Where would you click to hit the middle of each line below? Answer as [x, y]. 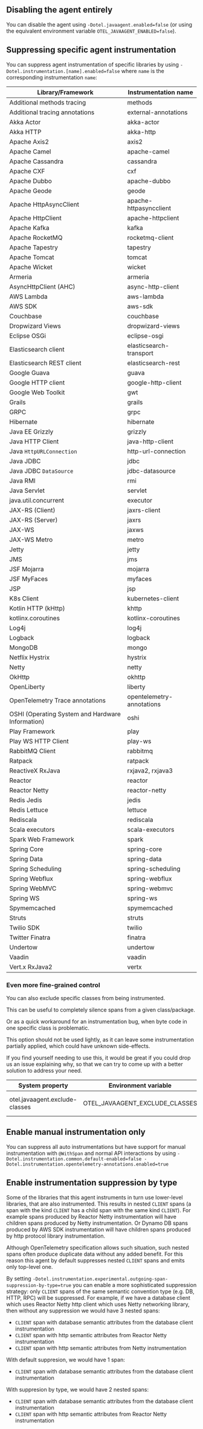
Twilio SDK [25, 928]
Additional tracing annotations [52, 112]
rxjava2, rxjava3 [150, 771]
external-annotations [158, 112]
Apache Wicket [31, 267]
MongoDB [24, 647]
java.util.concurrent [37, 500]
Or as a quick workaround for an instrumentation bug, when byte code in [97, 1021]
